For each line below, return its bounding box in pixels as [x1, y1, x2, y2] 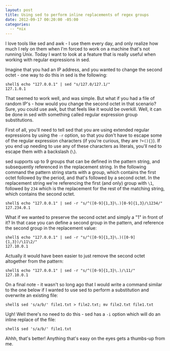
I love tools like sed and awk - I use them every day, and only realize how [5, 40, 159, 46]
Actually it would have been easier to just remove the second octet [5, 253, 145, 259]
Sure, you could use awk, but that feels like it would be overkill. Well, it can [5, 106, 162, 112]
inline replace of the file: [5, 317, 56, 323]
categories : [5, 21, 31, 27]
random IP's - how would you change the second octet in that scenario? [5, 101, 157, 107]
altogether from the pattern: [5, 258, 64, 264]
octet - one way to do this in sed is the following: [5, 72, 107, 78]
